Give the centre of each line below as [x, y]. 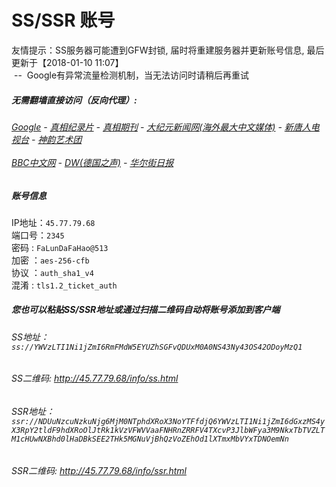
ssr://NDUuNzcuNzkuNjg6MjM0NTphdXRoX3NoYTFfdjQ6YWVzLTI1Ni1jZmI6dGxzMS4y [168, 422]
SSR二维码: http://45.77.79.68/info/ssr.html [99, 470]
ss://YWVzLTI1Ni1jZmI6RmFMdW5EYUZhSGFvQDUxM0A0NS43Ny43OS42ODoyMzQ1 [157, 347]
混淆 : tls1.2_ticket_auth [64, 285]
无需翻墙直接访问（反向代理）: [74, 100]
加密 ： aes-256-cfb [50, 260]
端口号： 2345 [38, 235]
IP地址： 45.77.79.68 [53, 222]
